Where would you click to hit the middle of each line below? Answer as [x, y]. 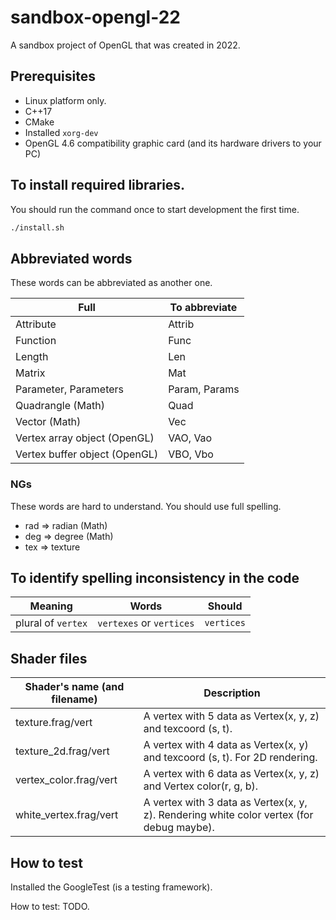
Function [36, 341]
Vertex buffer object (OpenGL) [87, 454]
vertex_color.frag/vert [66, 780]
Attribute [36, 324]
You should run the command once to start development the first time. [155, 209]
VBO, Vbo [191, 454]
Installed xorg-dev [61, 132]
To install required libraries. [98, 185]
